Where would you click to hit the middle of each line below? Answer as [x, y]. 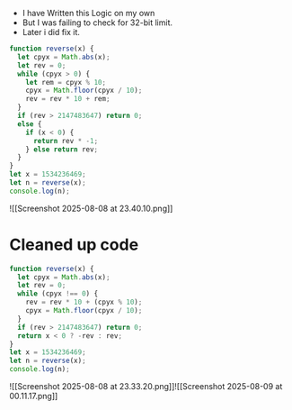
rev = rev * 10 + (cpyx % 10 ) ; [84, 302]
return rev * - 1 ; [66, 141]
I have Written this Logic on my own [88, 13]
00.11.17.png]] [34, 396]
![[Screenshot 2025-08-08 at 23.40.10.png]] [91, 208]
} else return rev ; [62, 149]
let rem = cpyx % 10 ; [66, 82]
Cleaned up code [74, 245]
